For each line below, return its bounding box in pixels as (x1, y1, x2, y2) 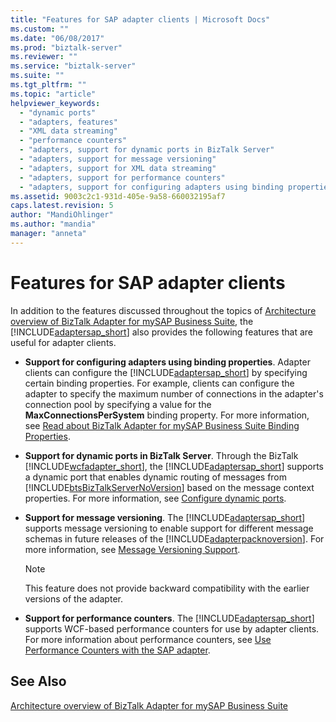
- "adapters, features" (19, 117, 118, 127)
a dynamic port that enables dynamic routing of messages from (24, 471, 288, 483)
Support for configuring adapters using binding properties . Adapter (24, 356, 311, 368)
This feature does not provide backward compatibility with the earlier (24, 582, 310, 594)
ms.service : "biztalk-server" (10, 61, 137, 71)
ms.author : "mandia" (10, 219, 97, 230)
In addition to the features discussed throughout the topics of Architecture (10, 304, 317, 316)
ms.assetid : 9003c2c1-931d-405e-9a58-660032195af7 (10, 191, 226, 201)
